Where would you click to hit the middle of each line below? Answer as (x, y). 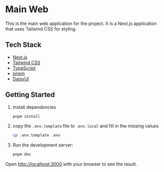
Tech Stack (23, 45)
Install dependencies (34, 107)
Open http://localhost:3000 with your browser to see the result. (71, 164)
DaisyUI (21, 79)
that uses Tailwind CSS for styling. (41, 28)
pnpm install (26, 116)
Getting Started (30, 95)
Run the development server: (43, 145)
